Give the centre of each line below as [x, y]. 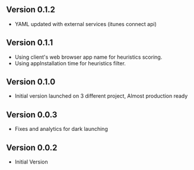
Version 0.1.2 [31, 10]
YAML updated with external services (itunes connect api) [86, 24]
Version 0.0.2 [32, 147]
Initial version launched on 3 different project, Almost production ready [101, 96]
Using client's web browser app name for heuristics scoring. [88, 57]
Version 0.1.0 [31, 82]
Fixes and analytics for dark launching [61, 129]
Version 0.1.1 [30, 43]
